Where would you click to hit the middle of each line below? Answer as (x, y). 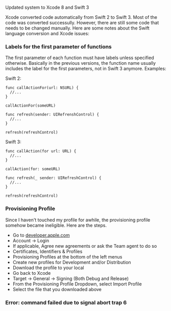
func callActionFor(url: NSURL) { (42, 88)
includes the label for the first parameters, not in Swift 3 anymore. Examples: (86, 69)
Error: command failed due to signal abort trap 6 (66, 302)
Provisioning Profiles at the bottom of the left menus (67, 256)
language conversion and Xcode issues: (47, 33)
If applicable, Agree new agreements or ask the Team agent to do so (85, 246)
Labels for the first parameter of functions (59, 46)
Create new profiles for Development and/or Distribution (72, 262)
